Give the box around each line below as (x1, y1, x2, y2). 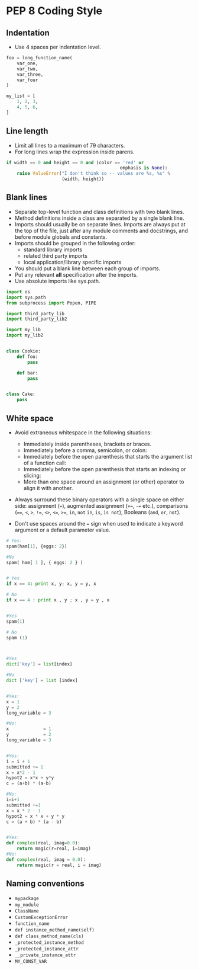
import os (6, 289, 31, 294)
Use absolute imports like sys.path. (14, 277, 100, 284)
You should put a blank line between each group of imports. (14, 265, 161, 272)
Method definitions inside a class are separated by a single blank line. (14, 215, 184, 222)
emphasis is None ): (119, 165, 168, 171)
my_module (14, 902, 40, 908)
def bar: (17, 370, 38, 376)
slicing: (23, 472, 41, 479)
